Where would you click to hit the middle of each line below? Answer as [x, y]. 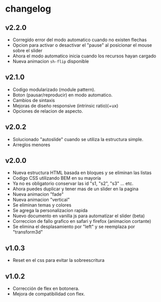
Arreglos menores [31, 145]
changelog [28, 9]
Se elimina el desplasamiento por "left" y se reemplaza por [74, 227]
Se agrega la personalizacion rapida [50, 211]
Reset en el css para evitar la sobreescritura [58, 260]
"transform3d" [28, 232]
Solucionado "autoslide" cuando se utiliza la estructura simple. [78, 139]
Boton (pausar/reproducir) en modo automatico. [63, 95]
